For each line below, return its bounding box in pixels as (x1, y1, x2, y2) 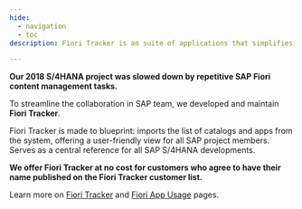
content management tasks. (9, 81, 118, 91)
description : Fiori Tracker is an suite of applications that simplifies (9, 38, 294, 48)
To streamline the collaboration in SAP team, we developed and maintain (9, 99, 279, 109)
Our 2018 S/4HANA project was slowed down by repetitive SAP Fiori (9, 71, 271, 82)
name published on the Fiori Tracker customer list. (9, 172, 203, 183)
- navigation (17, 22, 67, 31)
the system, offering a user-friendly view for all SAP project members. (9, 135, 270, 146)
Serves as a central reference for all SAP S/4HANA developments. (9, 145, 256, 156)
